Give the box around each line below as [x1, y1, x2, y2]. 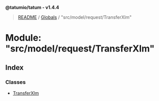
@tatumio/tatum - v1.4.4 [5, 5, 59, 10]
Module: [5, 32, 42, 44]
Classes [5, 79, 26, 86]
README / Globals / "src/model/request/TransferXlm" [17, 14, 132, 20]
